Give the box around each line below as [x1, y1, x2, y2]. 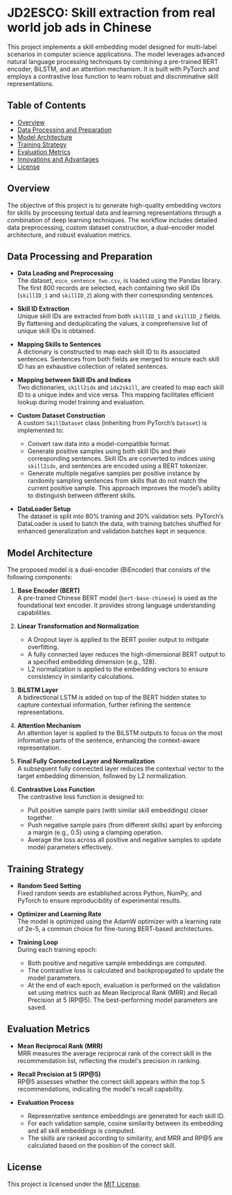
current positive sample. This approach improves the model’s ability [27, 484, 221, 493]
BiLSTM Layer [17, 686, 59, 694]
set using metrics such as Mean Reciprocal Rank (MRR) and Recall [27, 989, 217, 996]
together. [27, 814, 54, 822]
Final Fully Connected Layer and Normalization [17, 757, 155, 766]
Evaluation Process [17, 1098, 75, 1106]
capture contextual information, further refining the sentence [17, 700, 191, 709]
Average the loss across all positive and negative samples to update [27, 836, 222, 844]
